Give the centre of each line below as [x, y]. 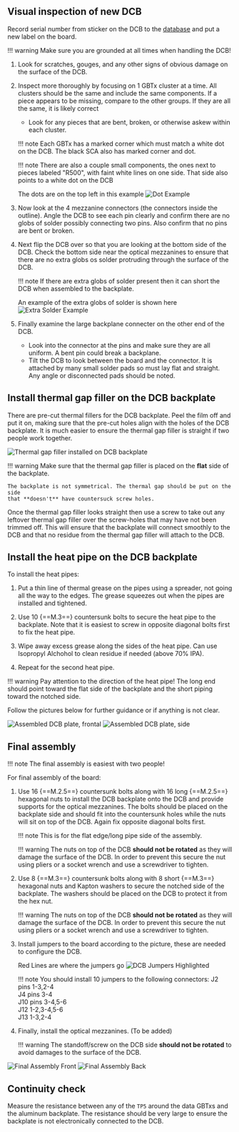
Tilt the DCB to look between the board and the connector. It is [120, 360]
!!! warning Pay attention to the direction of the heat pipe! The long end [112, 682]
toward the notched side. [44, 697]
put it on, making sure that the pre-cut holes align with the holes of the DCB [118, 423]
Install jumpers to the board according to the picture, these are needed [122, 944]
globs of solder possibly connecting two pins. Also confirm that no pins [122, 223]
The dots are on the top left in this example [81, 194]
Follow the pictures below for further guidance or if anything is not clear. [114, 710]
